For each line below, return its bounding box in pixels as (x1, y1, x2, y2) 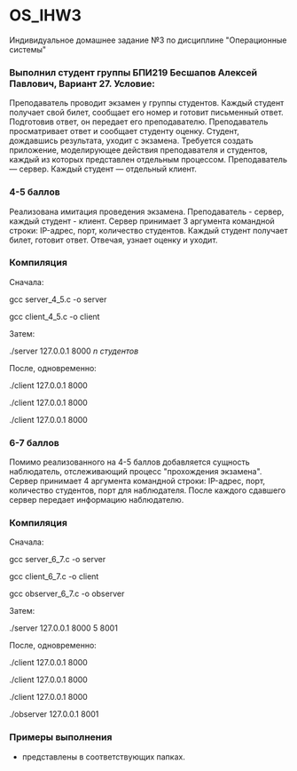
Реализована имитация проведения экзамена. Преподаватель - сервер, (9, 206, 285, 217)
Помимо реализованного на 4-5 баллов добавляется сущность (9, 457, 250, 467)
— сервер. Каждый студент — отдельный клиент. (9, 163, 198, 174)
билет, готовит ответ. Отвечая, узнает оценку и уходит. (9, 234, 218, 245)
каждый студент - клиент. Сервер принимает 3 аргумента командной (9, 215, 275, 227)
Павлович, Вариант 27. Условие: (9, 77, 155, 90)
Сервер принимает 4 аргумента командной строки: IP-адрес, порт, (9, 476, 266, 487)
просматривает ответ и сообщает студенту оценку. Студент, (9, 126, 239, 137)
